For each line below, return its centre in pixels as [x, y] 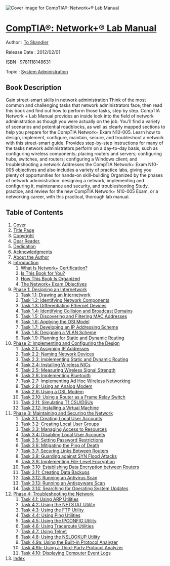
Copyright [24, 235]
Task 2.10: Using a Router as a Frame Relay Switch [73, 397]
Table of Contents [35, 213]
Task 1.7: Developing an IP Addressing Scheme [69, 327]
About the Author [31, 257]
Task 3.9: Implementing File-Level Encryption [68, 461]
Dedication [24, 246]
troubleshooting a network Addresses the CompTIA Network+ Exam [76, 164]
